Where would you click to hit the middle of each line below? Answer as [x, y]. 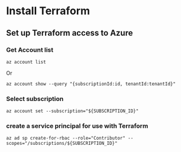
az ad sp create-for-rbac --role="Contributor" [66, 138]
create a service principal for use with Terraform [77, 126]
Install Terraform [48, 11]
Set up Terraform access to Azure [70, 33]
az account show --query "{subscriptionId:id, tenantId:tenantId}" [91, 84]
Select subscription [35, 99]
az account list [26, 62]
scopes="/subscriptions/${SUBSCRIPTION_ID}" [62, 144]
